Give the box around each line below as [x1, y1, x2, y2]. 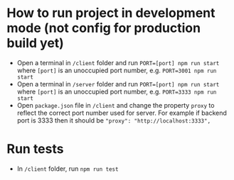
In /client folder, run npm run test [16, 164, 119, 173]
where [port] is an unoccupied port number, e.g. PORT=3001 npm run [16, 66, 217, 74]
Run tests [6, 141, 64, 157]
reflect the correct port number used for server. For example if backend [16, 108, 227, 117]
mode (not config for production [6, 20, 201, 36]
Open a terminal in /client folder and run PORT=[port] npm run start [16, 58, 220, 67]
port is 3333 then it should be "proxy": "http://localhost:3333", [16, 116, 211, 125]
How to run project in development [6, 5, 216, 21]
